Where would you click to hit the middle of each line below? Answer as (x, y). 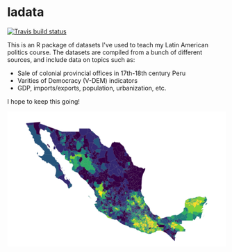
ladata (26, 12)
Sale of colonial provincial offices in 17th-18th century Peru (101, 73)
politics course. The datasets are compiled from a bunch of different (105, 52)
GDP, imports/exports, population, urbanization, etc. (92, 88)
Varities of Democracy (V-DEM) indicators (77, 80)
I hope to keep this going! (43, 101)
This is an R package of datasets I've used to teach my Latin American (108, 45)
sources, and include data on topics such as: (71, 59)
